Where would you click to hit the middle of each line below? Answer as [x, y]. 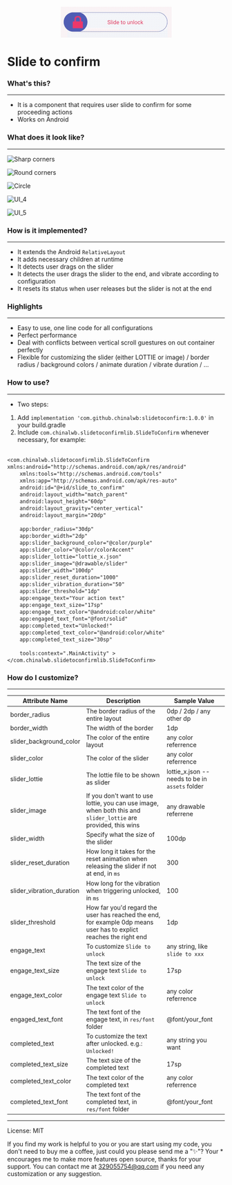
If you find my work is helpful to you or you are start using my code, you [109, 1144]
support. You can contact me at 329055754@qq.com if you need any [106, 1166]
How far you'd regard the [122, 907]
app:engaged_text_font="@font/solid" [74, 619]
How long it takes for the [121, 851]
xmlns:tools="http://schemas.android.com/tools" [91, 474]
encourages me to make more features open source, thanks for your [104, 1159]
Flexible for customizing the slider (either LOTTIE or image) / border [113, 357]
